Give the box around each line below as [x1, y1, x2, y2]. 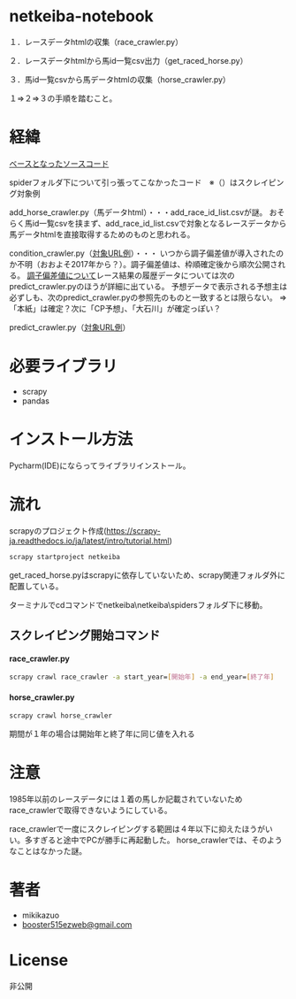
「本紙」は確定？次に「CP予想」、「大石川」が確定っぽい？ [9, 303, 222, 313]
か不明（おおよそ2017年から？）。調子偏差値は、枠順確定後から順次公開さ [9, 258, 278, 269]
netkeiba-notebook [9, 6, 155, 27]
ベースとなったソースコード [9, 158, 110, 169]
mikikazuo [21, 910, 60, 920]
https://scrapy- [105, 525, 161, 536]
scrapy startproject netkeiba [9, 552, 121, 561]
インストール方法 [9, 429, 133, 449]
